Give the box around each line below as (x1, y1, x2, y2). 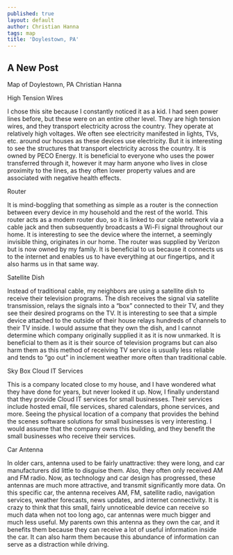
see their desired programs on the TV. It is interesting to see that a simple (7, 309, 218, 317)
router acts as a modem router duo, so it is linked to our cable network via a (7, 215, 224, 223)
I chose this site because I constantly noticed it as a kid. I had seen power (7, 107, 219, 115)
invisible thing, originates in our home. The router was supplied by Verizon (7, 237, 220, 246)
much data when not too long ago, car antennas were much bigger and (7, 510, 211, 519)
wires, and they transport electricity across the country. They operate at (7, 122, 214, 130)
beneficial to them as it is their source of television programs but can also (7, 338, 218, 346)
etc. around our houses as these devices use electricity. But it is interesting (7, 136, 223, 145)
